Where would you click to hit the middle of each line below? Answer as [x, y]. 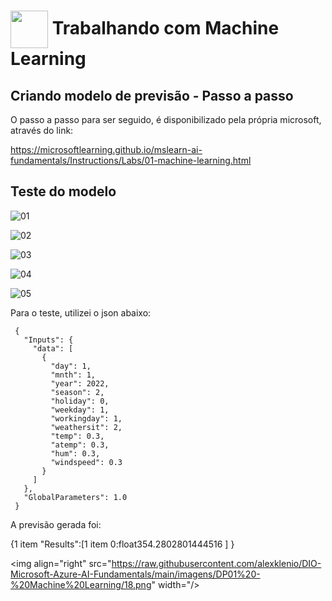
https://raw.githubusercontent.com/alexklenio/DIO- [216, 563]
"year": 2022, [80, 383]
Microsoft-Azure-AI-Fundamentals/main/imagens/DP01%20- [135, 574]
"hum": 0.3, [75, 453]
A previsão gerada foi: [56, 524]
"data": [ [53, 348]
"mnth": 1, [73, 375]
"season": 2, [77, 392]
